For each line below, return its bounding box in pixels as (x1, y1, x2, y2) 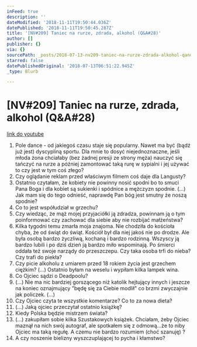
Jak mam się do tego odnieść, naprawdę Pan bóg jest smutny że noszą (15, 191, 187, 199)
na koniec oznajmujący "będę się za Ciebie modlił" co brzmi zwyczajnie (15, 285, 188, 292)
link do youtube (6, 130, 44, 138)
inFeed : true (6, 8, 39, 15)
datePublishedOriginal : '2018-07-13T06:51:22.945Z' (6, 63, 135, 69)
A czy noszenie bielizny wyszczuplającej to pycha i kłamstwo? (15, 335, 165, 342)
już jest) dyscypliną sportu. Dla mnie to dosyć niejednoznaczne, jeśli (15, 148, 180, 155)
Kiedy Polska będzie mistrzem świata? (15, 310, 108, 317)
